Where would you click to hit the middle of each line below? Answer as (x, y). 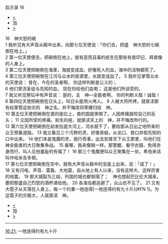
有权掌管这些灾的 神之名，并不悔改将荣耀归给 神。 (60, 107)
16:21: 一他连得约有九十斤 (31, 231)
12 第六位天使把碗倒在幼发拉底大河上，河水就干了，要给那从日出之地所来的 (82, 126)
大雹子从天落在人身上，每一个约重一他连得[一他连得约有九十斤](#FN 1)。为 (82, 189)
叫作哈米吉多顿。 (23, 158)
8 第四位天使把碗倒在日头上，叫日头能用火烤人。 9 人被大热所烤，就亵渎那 (82, 101)
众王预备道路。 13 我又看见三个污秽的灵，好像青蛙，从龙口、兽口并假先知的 (83, 133)
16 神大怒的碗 (21, 38)
